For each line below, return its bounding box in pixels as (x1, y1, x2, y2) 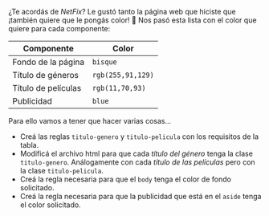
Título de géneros (12, 69, 79, 80)
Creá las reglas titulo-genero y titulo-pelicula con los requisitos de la (19, 132, 259, 141)
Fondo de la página (12, 56, 85, 67)
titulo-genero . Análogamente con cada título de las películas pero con (19, 157, 255, 167)
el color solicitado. (19, 200, 82, 210)
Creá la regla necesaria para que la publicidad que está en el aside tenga (19, 191, 262, 201)
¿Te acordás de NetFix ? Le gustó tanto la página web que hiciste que (8, 7, 236, 16)
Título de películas (12, 82, 82, 93)
